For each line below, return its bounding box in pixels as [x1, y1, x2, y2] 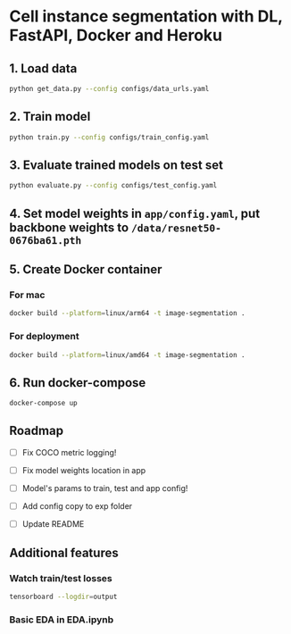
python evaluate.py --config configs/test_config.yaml [9, 181, 218, 190]
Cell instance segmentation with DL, [9, 6, 283, 27]
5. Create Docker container [9, 262, 162, 278]
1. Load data [9, 61, 78, 76]
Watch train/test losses [9, 571, 113, 584]
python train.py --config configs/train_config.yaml [9, 132, 210, 142]
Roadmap [9, 423, 64, 438]
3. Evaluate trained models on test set [9, 157, 223, 172]
